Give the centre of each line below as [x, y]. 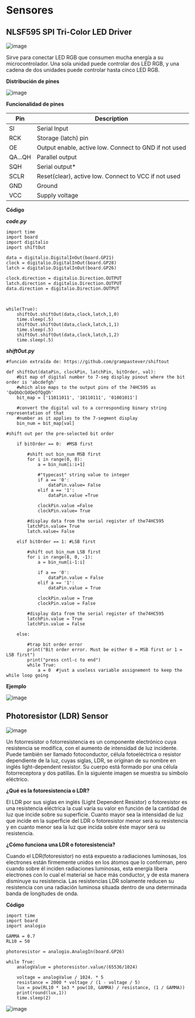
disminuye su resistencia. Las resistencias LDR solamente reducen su [90, 881]
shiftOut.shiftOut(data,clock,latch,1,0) [68, 314]
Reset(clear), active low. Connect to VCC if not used [109, 176]
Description [112, 118]
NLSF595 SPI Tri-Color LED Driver [69, 32]
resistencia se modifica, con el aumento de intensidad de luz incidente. [92, 748]
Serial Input [53, 128]
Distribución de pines [33, 81]
